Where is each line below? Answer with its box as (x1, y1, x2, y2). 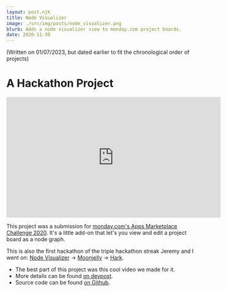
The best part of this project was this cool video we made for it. (15, 266, 176, 273)
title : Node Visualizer (6, 15, 67, 21)
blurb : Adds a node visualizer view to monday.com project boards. (6, 26, 182, 32)
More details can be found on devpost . (15, 272, 113, 280)
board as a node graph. (6, 236, 65, 243)
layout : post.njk (6, 9, 51, 15)
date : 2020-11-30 (6, 32, 51, 38)
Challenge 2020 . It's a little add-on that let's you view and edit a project (6, 229, 187, 236)
